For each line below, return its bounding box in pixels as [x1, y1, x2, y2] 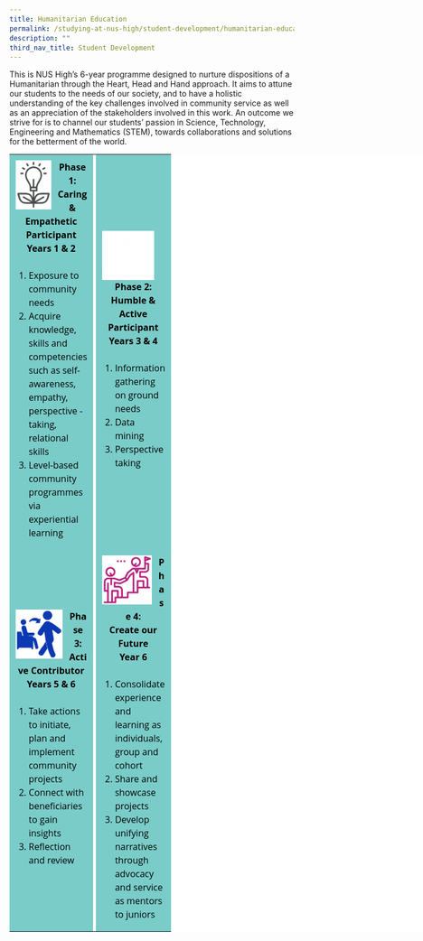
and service [114, 880, 164, 894]
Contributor [30, 664, 85, 677]
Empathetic [25, 215, 78, 228]
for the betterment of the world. [9, 136, 127, 147]
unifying [114, 826, 149, 840]
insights [28, 826, 61, 840]
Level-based [28, 459, 80, 472]
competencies [28, 350, 88, 364]
